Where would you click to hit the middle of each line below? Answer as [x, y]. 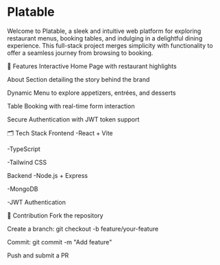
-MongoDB [23, 189]
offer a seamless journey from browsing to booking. [80, 53]
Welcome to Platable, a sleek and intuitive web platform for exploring [104, 31]
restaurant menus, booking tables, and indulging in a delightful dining [105, 38]
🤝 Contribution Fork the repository [56, 215]
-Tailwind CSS [27, 162]
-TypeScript [24, 149]
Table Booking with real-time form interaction [71, 106]
